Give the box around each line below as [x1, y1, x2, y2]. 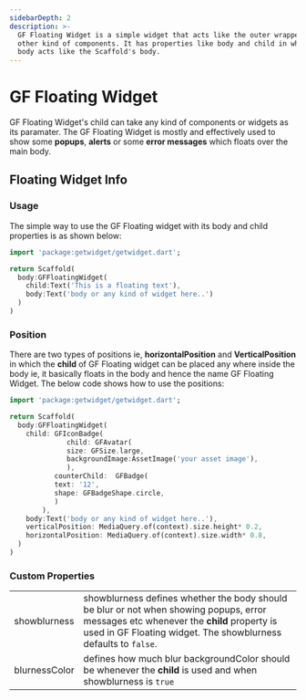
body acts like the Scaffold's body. [17, 47, 161, 57]
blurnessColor [14, 663, 75, 676]
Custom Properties [9, 569, 96, 582]
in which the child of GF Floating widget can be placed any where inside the [9, 359, 296, 370]
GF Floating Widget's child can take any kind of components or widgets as [9, 117, 289, 128]
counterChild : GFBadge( [54, 472, 148, 481]
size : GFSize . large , [66, 446, 145, 455]
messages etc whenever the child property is [83, 615, 278, 628]
